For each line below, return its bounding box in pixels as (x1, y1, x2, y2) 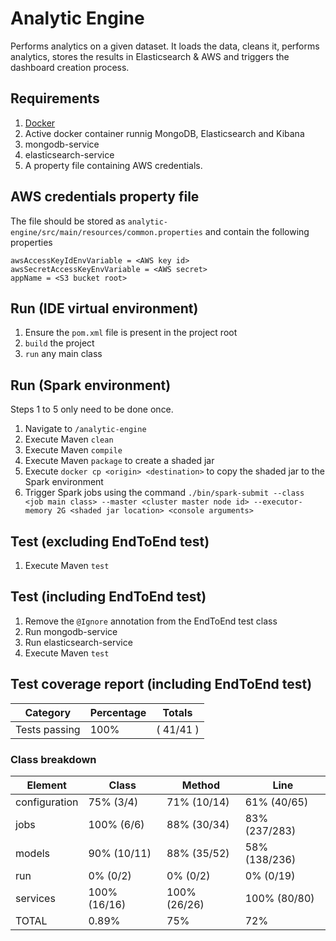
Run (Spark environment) (10, 377, 172, 394)
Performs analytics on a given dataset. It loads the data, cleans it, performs (10, 40, 320, 52)
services (15, 891, 56, 905)
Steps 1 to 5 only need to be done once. (10, 403, 174, 416)
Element (26, 778, 67, 792)
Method (181, 778, 220, 792)
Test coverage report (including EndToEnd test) (10, 676, 313, 693)
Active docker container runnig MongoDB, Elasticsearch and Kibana (24, 127, 305, 139)
